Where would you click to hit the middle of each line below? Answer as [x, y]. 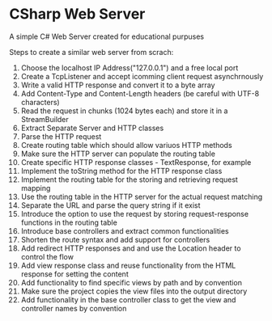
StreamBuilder [45, 119]
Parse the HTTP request [61, 136]
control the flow [47, 256]
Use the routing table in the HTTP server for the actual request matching [142, 196]
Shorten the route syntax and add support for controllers [115, 239]
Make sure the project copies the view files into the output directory [134, 291]
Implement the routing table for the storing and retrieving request [129, 180]
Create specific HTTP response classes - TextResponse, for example [136, 162]
